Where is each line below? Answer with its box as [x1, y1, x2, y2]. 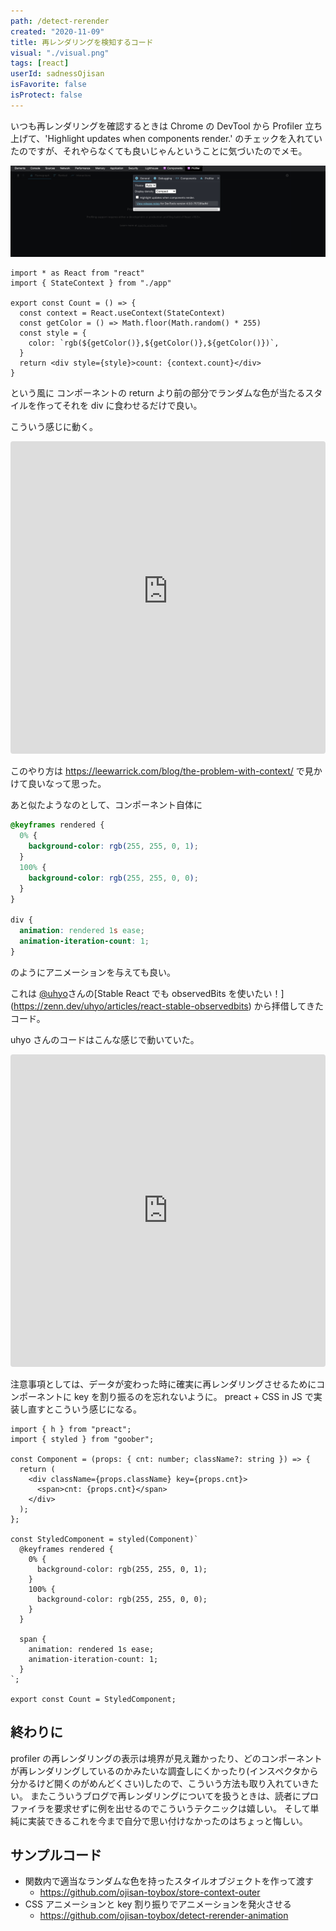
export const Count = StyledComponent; [10, 1694, 177, 1704]
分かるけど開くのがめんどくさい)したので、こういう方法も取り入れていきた [10, 1777, 320, 1789]
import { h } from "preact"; [10, 1424, 132, 1434]
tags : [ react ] [10, 58, 70, 69]
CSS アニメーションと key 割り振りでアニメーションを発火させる [24, 1898, 292, 1910]
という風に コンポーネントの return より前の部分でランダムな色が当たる [10, 387, 306, 399]
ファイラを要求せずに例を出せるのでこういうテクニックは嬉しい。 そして [10, 1802, 311, 1814]
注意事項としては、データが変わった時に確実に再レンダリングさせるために [10, 1378, 317, 1390]
